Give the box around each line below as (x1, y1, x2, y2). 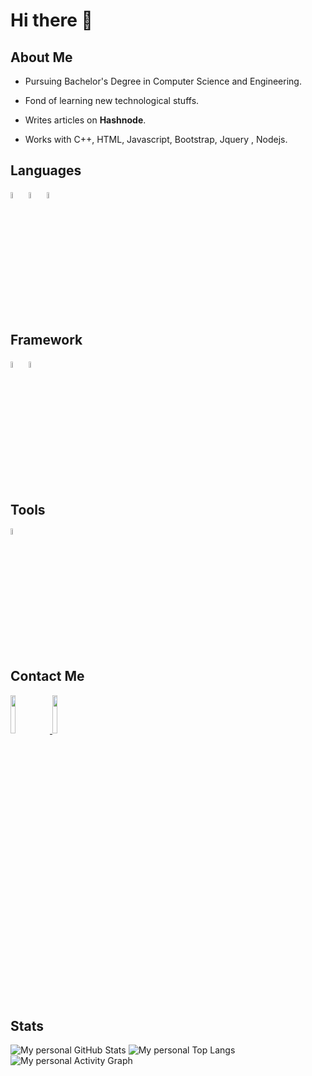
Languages (10, 162, 82, 179)
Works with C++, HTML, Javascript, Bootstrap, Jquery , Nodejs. (24, 134, 288, 145)
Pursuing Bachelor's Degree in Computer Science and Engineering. (24, 75, 302, 87)
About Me (10, 49, 73, 66)
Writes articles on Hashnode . (24, 114, 147, 126)
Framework (10, 332, 83, 349)
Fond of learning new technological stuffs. (24, 95, 200, 106)
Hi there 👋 (10, 9, 93, 32)
